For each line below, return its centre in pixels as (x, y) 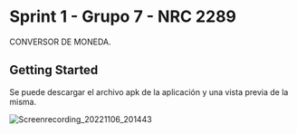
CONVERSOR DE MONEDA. (60, 42)
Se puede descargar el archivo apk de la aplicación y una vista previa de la (149, 91)
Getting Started (54, 70)
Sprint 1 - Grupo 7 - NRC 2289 (123, 17)
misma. (23, 101)
